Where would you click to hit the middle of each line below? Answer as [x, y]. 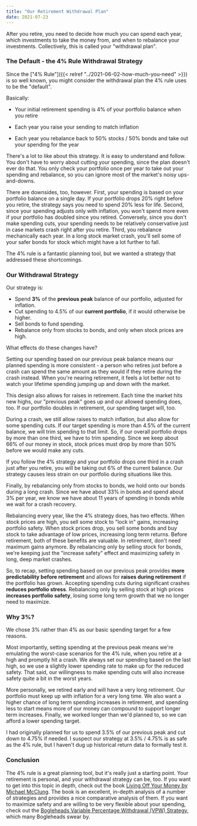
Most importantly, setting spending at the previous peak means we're [90, 647]
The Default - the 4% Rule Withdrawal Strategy [74, 61]
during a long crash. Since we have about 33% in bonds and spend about [95, 492]
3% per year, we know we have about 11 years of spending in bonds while [95, 498]
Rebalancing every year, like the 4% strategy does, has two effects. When [95, 516]
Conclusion [23, 760]
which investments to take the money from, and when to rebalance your [93, 40]
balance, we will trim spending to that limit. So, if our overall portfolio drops [97, 432]
